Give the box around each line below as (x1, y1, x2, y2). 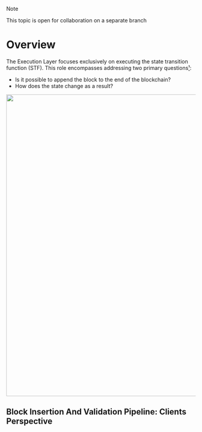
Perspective (6, 416, 53, 427)
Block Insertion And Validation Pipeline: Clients (6, 407, 186, 417)
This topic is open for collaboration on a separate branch (6, 17, 147, 24)
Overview (6, 38, 56, 52)
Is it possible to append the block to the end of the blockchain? (14, 75, 171, 83)
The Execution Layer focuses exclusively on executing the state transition (6, 57, 188, 65)
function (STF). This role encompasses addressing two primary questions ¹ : (6, 64, 192, 71)
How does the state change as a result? (14, 82, 113, 89)
